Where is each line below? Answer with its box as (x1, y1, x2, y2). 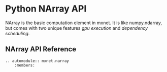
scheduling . (5, 30, 30, 36)
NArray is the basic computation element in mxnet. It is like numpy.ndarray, (5, 20, 162, 26)
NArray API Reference (5, 45, 77, 53)
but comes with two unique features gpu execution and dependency (5, 25, 148, 31)
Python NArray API (5, 3, 87, 15)
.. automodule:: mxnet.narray (5, 58, 70, 63)
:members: (14, 62, 36, 68)
